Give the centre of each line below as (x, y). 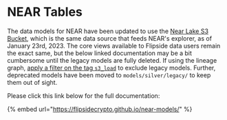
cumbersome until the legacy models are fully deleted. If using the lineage (112, 60)
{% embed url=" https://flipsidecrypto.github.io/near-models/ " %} (100, 109)
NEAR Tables (45, 12)
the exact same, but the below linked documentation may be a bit (100, 53)
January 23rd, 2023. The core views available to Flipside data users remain (114, 46)
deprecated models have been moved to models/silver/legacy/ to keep (109, 75)
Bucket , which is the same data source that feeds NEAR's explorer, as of (109, 38)
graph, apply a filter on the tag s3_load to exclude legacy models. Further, (111, 68)
